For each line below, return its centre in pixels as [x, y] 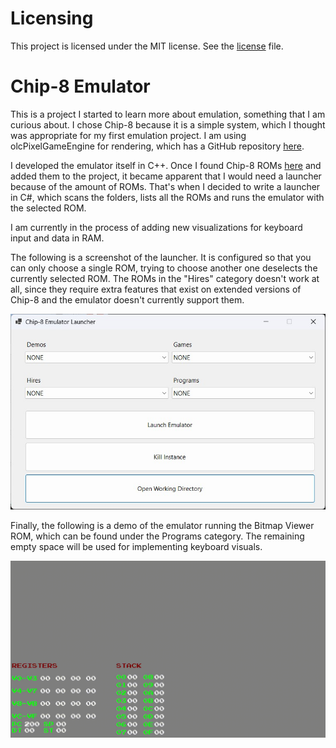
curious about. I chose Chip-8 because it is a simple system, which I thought [168, 124]
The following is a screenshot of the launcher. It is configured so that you [161, 257]
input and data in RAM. [57, 238]
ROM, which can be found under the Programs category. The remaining [157, 536]
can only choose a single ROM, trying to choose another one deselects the [164, 268]
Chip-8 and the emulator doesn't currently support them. [127, 299]
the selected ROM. [48, 208]
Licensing [52, 18]
